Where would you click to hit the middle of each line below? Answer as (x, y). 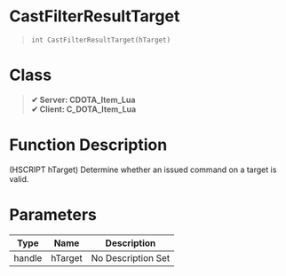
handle (28, 257)
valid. (19, 178)
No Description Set (131, 257)
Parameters (53, 215)
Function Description (88, 145)
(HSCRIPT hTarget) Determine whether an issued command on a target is (143, 170)
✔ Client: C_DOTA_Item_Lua (83, 109)
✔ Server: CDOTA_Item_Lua (83, 99)
